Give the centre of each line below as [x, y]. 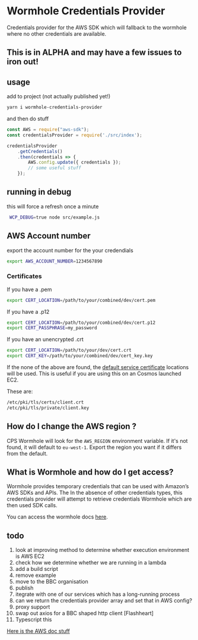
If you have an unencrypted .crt [45, 339]
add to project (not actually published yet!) [59, 96]
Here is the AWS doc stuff [38, 631]
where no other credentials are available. [57, 33]
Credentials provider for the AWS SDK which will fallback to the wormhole [97, 27]
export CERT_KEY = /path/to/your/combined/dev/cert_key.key [80, 356]
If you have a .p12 [28, 311]
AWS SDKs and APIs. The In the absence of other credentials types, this [95, 493]
